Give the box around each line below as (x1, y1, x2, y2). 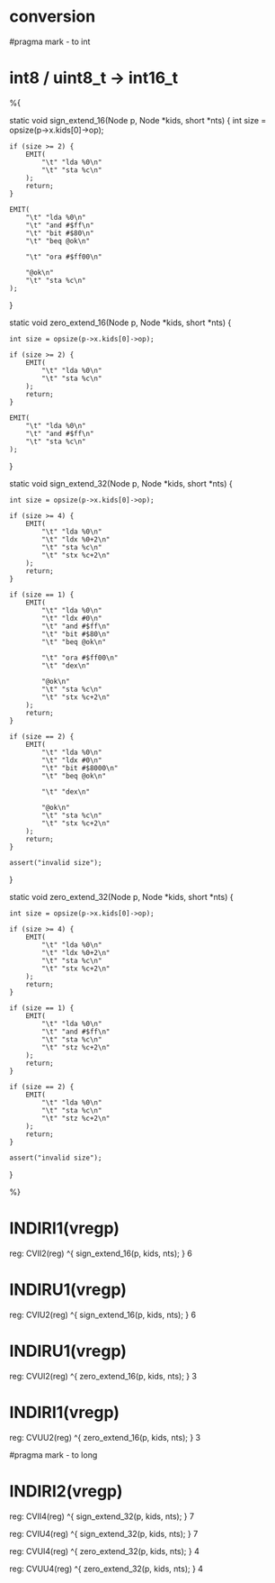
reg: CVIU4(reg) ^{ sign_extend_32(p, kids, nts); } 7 (9, 1528, 199, 1539)
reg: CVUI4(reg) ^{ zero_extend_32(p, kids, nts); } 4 (9, 1545, 200, 1556)
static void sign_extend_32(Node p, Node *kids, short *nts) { (9, 478, 233, 488)
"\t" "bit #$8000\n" (41, 763, 119, 772)
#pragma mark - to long (9, 1449, 98, 1460)
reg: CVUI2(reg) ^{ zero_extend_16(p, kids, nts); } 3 (9, 1370, 198, 1381)
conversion (9, 6, 96, 27)
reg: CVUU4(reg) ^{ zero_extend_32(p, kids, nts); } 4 (9, 1563, 204, 1574)
